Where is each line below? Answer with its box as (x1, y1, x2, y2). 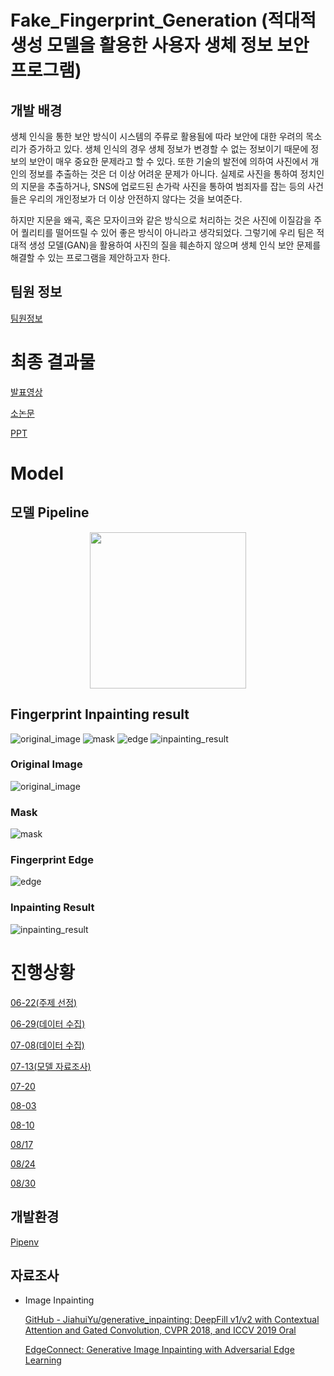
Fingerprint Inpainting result (10, 706, 190, 723)
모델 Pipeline (10, 504, 90, 521)
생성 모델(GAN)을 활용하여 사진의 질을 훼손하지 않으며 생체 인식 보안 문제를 (28, 239, 322, 251)
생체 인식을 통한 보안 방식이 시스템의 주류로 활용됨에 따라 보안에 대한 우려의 (10, 131, 304, 142)
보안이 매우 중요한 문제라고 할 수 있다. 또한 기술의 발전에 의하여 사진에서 (28, 156, 309, 167)
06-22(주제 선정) (10, 996, 78, 1008)
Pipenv (10, 1236, 40, 1248)
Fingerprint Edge (10, 853, 94, 867)
